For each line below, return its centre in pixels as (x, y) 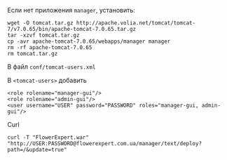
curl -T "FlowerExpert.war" (48, 138)
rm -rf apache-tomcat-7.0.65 (50, 48)
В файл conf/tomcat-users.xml (51, 67)
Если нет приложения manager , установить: (71, 10)
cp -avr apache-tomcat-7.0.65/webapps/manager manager (89, 41)
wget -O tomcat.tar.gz (40, 23)
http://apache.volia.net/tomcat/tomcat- (136, 23)
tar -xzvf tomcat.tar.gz (43, 35)
